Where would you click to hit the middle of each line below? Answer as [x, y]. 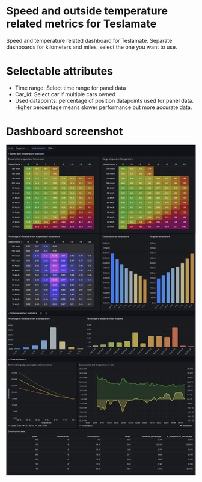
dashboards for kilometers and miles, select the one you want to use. [92, 47]
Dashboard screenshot [65, 131]
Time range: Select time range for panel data [70, 88]
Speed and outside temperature [87, 11]
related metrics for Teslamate [81, 24]
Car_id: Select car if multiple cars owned [65, 94]
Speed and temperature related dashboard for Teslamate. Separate [89, 40]
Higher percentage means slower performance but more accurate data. [103, 107]
